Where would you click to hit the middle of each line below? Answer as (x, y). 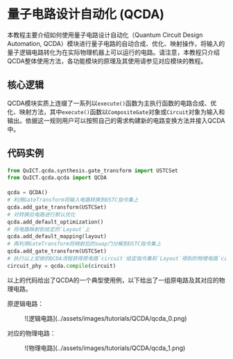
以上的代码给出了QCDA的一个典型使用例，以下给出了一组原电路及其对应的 (113, 280)
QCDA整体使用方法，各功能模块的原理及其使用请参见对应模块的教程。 (107, 61)
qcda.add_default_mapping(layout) (57, 237)
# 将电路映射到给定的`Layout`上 (49, 229)
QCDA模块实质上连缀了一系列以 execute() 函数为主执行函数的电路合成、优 (112, 103)
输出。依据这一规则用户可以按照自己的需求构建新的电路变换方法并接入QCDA (116, 120)
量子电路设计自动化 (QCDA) (86, 14)
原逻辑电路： (25, 303)
